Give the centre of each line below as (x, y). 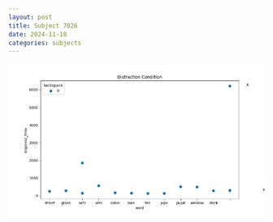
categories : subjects (45, 43)
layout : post (30, 17)
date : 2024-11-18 (38, 34)
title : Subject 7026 (43, 26)
